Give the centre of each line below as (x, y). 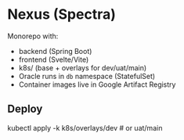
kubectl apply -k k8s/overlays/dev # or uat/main (85, 127)
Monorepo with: (33, 36)
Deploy (25, 109)
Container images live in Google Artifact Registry (97, 84)
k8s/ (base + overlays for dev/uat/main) (83, 67)
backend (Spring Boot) (55, 51)
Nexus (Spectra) (62, 14)
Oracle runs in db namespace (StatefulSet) (87, 76)
